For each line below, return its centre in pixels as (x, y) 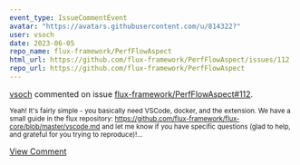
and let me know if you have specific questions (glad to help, (196, 126)
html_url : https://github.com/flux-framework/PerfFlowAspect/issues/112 (150, 60)
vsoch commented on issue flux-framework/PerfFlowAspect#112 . (131, 94)
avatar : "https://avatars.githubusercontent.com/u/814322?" (126, 26)
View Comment (38, 151)
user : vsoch (32, 34)
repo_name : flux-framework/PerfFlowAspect (91, 52)
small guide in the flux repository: (61, 119)
